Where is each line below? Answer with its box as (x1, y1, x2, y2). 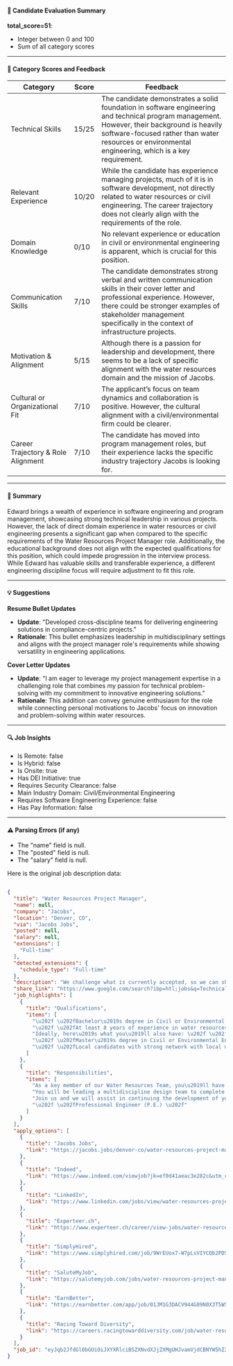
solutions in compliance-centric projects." (17, 625, 137, 633)
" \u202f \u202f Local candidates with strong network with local (32, 1044, 222, 1051)
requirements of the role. (101, 218, 182, 227)
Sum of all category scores (17, 42, 95, 51)
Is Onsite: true (17, 767, 58, 775)
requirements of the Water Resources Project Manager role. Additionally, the (7, 537, 225, 545)
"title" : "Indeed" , (25, 1166, 82, 1173)
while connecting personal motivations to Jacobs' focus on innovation (17, 703, 218, 711)
